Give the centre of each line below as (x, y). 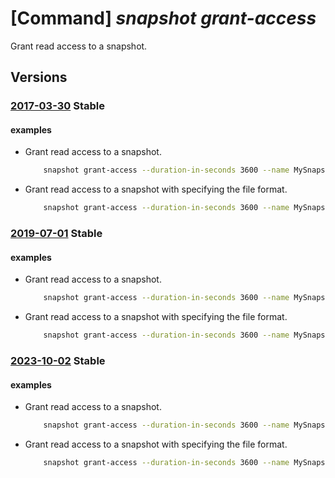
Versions (39, 77)
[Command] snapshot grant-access (163, 18)
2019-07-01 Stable (56, 234)
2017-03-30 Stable (57, 106)
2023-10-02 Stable (58, 360)
